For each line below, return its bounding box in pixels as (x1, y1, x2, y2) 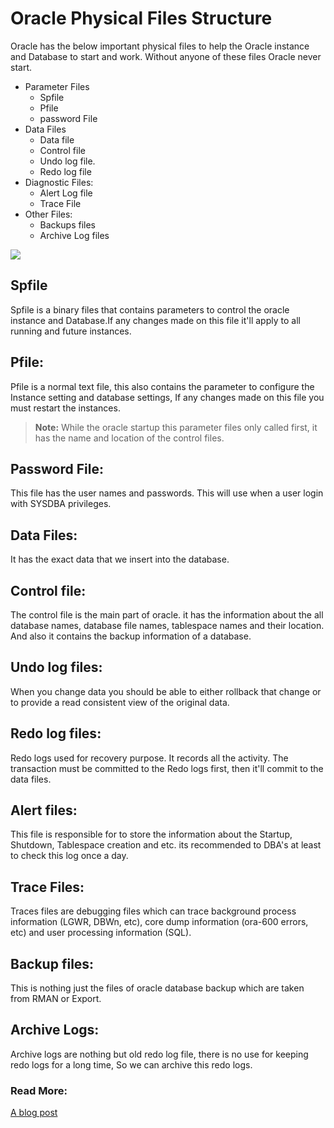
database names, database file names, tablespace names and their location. (10, 620, 325, 631)
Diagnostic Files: (24, 176, 94, 188)
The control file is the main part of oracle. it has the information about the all (10, 609, 324, 621)
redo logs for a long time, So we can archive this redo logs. (10, 1058, 253, 1071)
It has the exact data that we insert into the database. (10, 553, 230, 566)
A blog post (10, 1107, 58, 1119)
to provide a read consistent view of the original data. (10, 696, 230, 708)
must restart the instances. (10, 402, 121, 414)
